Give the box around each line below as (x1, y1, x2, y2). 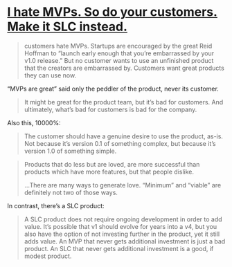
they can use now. (24, 71, 77, 80)
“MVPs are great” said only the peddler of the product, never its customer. (7, 84, 220, 93)
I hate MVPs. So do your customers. (7, 4, 218, 20)
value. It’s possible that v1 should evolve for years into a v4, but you (24, 222, 217, 230)
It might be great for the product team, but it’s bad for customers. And (24, 98, 224, 106)
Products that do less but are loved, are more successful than (24, 160, 200, 168)
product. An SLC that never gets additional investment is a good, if (24, 244, 214, 252)
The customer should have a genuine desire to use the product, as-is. (24, 132, 224, 140)
